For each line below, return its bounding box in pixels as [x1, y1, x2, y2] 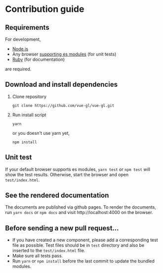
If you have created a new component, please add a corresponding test [12, 237, 158, 243]
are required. [5, 66, 32, 72]
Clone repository [12, 93, 47, 100]
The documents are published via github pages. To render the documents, [5, 204, 157, 210]
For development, [5, 36, 41, 42]
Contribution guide [5, 3, 84, 15]
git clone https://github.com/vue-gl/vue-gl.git [12, 103, 115, 108]
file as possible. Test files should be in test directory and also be [12, 242, 145, 248]
